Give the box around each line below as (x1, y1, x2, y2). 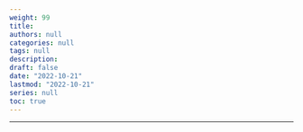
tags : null (9, 47, 50, 56)
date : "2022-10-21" (9, 72, 83, 81)
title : (9, 22, 34, 31)
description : (9, 55, 59, 64)
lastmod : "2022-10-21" (9, 80, 95, 89)
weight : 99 (9, 13, 50, 22)
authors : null (9, 30, 63, 39)
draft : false (9, 64, 59, 73)
